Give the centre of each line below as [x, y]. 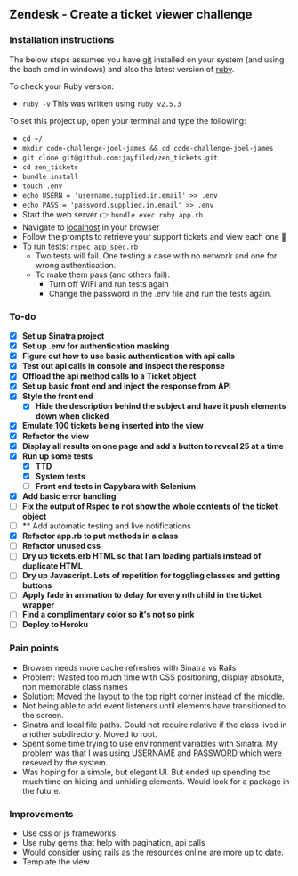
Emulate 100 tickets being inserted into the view [113, 426]
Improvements [41, 814]
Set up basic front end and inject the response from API [126, 386]
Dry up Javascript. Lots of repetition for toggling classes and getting [151, 576]
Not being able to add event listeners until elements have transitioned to [154, 705]
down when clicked [72, 416]
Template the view [56, 862]
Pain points [34, 648]
